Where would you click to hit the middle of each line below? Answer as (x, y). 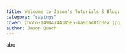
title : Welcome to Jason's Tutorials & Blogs (63, 11)
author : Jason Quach (32, 28)
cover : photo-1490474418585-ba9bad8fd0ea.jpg (63, 22)
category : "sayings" (32, 17)
